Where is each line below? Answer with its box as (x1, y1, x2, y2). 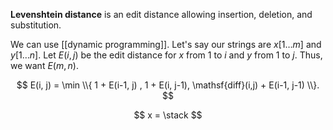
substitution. (10, 19, 62, 31)
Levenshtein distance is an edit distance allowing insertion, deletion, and (10, 9, 313, 20)
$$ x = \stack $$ (133, 109, 203, 121)
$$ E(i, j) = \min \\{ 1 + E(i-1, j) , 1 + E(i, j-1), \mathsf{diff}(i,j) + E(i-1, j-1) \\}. (16, 79, 320, 91)
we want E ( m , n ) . (10, 60, 80, 71)
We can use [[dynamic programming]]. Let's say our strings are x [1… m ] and (10, 39, 322, 50)
